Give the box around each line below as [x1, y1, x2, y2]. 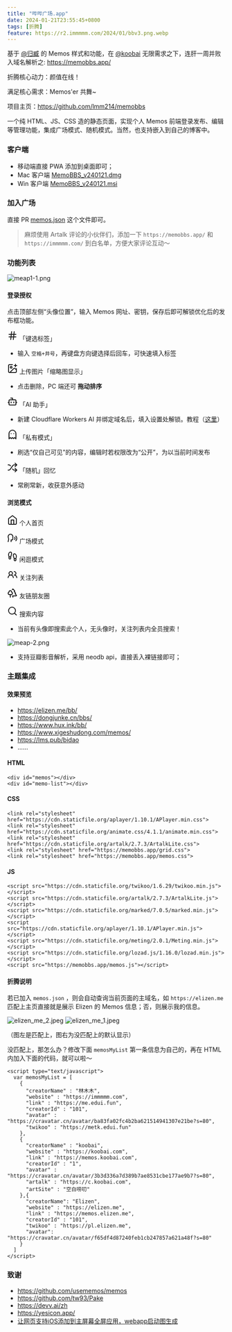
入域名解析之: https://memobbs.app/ [7, 58, 111, 67]
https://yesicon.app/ [17, 1308, 75, 1317]
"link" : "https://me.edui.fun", [25, 1099, 123, 1107]
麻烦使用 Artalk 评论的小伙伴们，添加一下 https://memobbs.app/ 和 [24, 230, 213, 238]
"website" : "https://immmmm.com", [25, 1094, 129, 1101]
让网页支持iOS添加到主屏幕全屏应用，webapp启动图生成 [17, 1317, 178, 1325]
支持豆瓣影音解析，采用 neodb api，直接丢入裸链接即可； [17, 652, 181, 661]
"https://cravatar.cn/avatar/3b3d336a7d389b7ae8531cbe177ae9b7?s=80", [7, 1172, 215, 1180]
